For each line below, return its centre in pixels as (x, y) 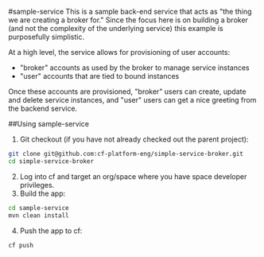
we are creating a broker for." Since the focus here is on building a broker (128, 20)
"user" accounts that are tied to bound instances (99, 76)
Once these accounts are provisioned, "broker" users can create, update (127, 92)
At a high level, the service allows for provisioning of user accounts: (119, 52)
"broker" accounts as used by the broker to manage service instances (134, 68)
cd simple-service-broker (51, 161)
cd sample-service (39, 208)
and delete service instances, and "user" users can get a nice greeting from (132, 100)
